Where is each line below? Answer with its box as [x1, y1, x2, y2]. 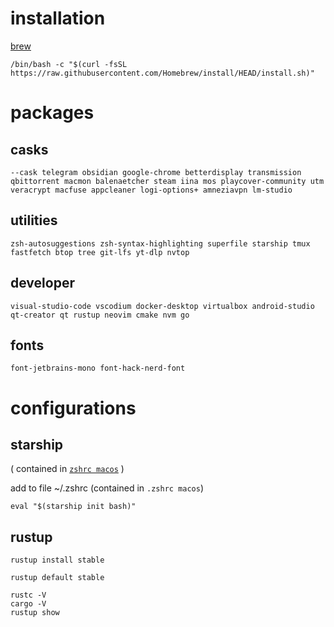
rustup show [10, 608, 60, 618]
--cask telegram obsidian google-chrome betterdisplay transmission [10, 167, 302, 177]
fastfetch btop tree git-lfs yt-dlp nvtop [10, 247, 190, 257]
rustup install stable [10, 555, 105, 566]
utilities [10, 212, 58, 229]
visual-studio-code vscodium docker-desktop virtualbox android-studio [10, 301, 315, 311]
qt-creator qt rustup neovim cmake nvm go [10, 310, 190, 320]
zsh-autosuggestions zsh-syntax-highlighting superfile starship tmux [10, 238, 311, 249]
